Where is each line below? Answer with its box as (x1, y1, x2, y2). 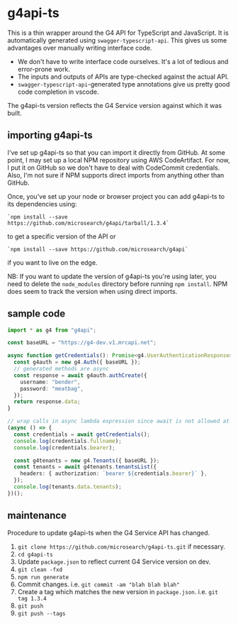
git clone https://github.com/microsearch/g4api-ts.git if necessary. (17, 542, 225, 551)
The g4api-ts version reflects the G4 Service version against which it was (7, 101, 222, 109)
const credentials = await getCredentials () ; (13, 431, 151, 438)
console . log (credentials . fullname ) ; (13, 437, 122, 444)
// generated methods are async (13, 366, 110, 373)
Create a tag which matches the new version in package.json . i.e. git (17, 587, 218, 596)
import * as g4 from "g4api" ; (7, 327, 97, 334)
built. (7, 109, 23, 117)
